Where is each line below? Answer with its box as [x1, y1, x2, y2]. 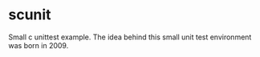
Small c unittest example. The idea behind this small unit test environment [8, 32, 252, 42]
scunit [8, 6, 51, 24]
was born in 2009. [8, 40, 69, 50]
